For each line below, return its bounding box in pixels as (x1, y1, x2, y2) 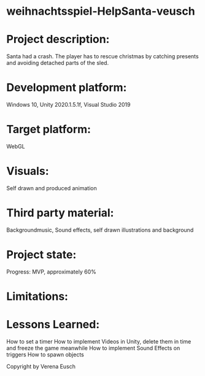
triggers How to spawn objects (6, 351, 85, 358)
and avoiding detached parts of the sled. (6, 59, 109, 67)
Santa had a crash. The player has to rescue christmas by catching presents (6, 53, 199, 60)
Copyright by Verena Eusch (6, 363, 75, 370)
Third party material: (6, 206, 114, 220)
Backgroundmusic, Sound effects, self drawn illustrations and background (6, 226, 194, 234)
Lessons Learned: (6, 318, 100, 332)
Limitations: (6, 290, 69, 303)
